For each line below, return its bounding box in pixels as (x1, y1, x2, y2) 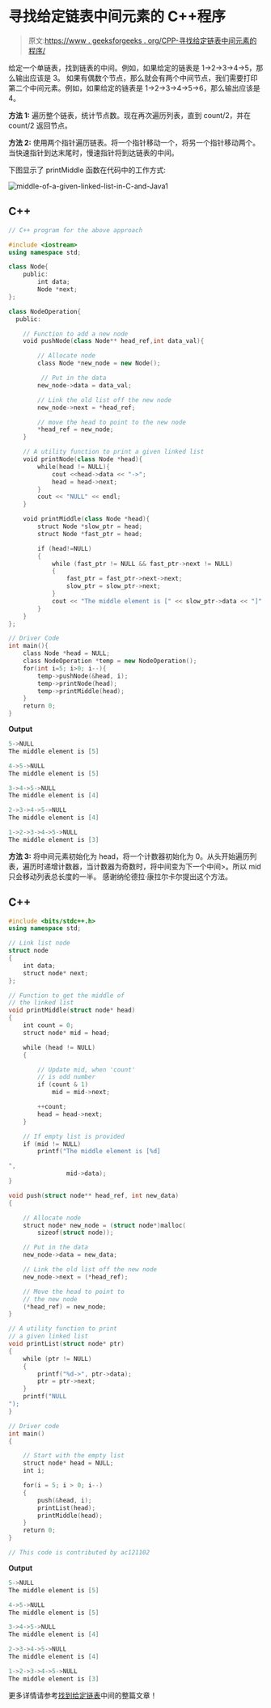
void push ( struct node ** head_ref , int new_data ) (8, 1191, 180, 1199)
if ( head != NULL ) (37, 544, 92, 552)
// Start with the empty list (23, 1452, 125, 1460)
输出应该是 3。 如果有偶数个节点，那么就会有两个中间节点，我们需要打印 (15, 73, 258, 82)
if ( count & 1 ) (37, 1080, 89, 1089)
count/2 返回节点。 (8, 120, 73, 130)
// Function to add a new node (23, 329, 129, 338)
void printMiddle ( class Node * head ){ (23, 515, 150, 523)
